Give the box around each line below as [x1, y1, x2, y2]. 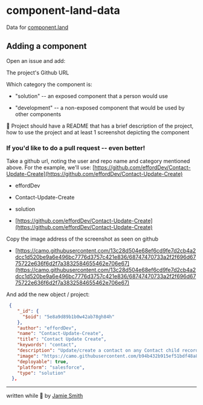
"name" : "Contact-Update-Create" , [17, 331, 104, 337]
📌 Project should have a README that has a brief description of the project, [6, 122, 194, 129]
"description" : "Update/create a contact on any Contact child [17, 348, 180, 354]
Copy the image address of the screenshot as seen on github [6, 235, 159, 242]
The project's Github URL [6, 69, 69, 76]
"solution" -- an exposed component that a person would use [14, 92, 168, 100]
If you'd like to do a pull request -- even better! [6, 143, 146, 152]
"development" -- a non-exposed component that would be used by [14, 104, 185, 111]
